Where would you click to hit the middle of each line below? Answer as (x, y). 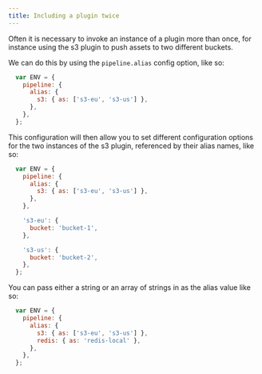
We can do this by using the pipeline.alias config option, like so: (117, 62)
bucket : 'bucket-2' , (64, 257)
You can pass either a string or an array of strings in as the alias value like (130, 288)
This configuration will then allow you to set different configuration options (131, 137)
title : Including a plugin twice (64, 16)
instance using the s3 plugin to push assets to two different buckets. (121, 47)
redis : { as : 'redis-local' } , (89, 340)
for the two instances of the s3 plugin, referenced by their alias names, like (131, 146)
